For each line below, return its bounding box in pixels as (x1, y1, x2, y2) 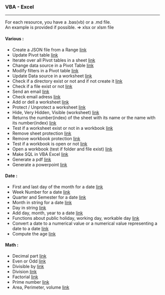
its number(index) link (12, 119, 56, 126)
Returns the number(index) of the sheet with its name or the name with (12, 115, 156, 120)
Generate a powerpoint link (12, 161, 67, 168)
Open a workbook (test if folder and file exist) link (12, 146, 112, 152)
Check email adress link (12, 93, 61, 99)
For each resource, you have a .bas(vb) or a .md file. (5, 19, 111, 25)
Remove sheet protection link (12, 130, 72, 136)
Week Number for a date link (12, 189, 70, 195)
